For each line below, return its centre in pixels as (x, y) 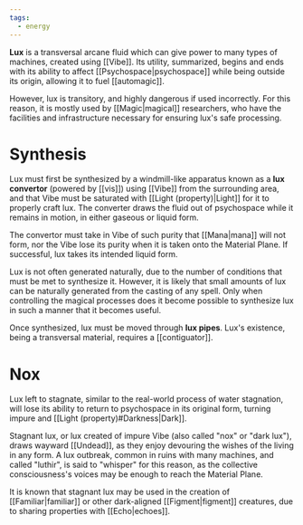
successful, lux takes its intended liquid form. (94, 254)
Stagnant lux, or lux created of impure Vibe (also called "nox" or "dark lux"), (151, 436)
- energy (34, 26)
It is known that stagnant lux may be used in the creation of (120, 492)
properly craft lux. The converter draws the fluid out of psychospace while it (151, 208)
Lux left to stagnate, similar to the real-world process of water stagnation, (146, 399)
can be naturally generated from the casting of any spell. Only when (136, 291)
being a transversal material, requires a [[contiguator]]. (111, 338)
